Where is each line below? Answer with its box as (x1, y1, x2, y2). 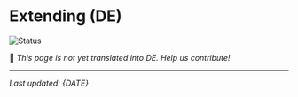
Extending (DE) (9, 6, 122, 26)
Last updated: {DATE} (9, 78, 90, 88)
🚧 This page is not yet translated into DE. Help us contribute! (9, 52, 231, 63)
